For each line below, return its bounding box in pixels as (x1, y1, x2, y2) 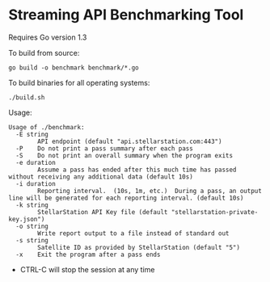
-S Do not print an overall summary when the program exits (15, 151, 233, 159)
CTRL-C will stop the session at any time (19, 264, 155, 274)
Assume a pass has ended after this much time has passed (37, 166, 237, 174)
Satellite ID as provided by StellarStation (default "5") (37, 243, 241, 251)
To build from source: (8, 48, 80, 57)
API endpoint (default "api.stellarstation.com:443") (37, 137, 222, 145)
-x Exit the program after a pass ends (15, 250, 161, 259)
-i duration (15, 179, 57, 187)
